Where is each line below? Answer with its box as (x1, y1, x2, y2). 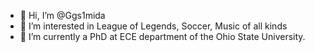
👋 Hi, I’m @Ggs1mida (19, 10, 106, 21)
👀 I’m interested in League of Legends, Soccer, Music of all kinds (19, 20, 288, 32)
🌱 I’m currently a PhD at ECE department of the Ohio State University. (19, 31, 306, 42)
